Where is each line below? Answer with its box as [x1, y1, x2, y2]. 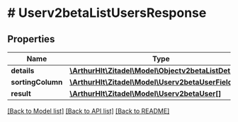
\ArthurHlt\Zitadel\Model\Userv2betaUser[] [69, 89, 222, 98]
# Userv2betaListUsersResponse [7, 5, 207, 21]
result [11, 89, 32, 98]
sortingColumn [11, 78, 63, 87]
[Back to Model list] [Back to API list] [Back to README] [7, 107, 170, 115]
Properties [7, 33, 55, 45]
